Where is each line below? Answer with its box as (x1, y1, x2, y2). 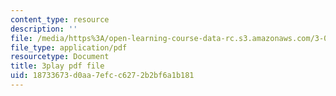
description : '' (10, 24, 78, 34)
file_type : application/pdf (10, 42, 128, 53)
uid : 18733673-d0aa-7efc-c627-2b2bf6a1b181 (10, 71, 195, 81)
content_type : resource (10, 14, 110, 25)
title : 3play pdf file (10, 61, 105, 71)
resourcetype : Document (10, 52, 110, 62)
